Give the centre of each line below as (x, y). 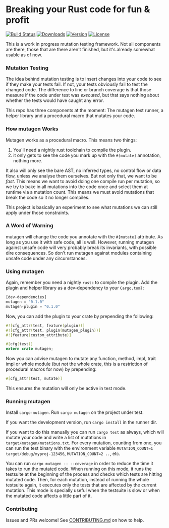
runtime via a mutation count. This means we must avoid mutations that (80, 192)
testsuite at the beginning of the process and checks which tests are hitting (84, 474)
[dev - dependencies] (26, 297)
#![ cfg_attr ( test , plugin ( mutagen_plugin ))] (53, 330)
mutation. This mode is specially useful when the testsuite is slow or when (83, 490)
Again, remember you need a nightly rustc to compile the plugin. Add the (82, 283)
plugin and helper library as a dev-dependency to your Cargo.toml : (75, 288)
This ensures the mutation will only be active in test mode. (66, 388)
